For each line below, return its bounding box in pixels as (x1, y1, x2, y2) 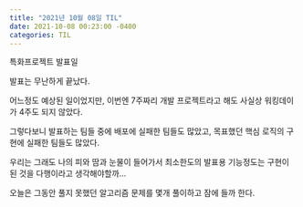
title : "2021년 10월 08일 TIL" (9, 13, 123, 23)
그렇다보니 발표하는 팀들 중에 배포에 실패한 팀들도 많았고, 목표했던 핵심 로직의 (9, 126, 285, 137)
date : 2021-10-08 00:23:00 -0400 (9, 22, 137, 31)
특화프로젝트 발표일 (9, 57, 78, 67)
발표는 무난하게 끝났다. (9, 76, 90, 87)
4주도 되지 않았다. (18, 107, 83, 118)
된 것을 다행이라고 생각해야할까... (9, 168, 127, 179)
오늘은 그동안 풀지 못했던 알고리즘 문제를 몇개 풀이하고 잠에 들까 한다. (9, 188, 256, 199)
